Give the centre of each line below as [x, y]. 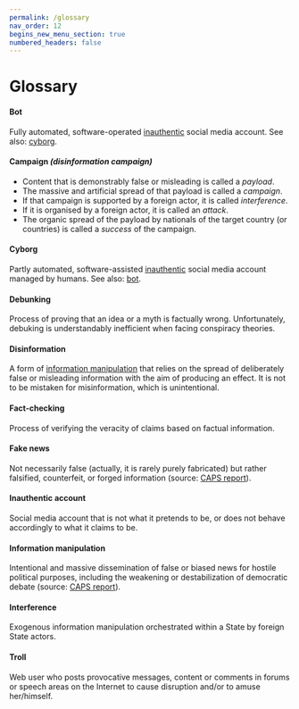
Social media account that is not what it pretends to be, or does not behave [147, 518]
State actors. [33, 637]
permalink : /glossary [50, 17]
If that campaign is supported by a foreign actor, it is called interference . [155, 200]
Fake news [30, 448]
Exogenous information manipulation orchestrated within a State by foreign [147, 627]
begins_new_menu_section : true [67, 34]
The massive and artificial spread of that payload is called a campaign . [152, 191]
